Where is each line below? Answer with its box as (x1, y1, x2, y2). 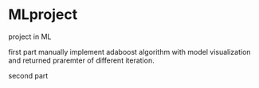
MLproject (8, 6, 78, 24)
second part (8, 71, 49, 80)
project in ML (8, 32, 52, 41)
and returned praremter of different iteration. (8, 55, 155, 65)
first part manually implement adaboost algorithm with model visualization (8, 47, 251, 56)
